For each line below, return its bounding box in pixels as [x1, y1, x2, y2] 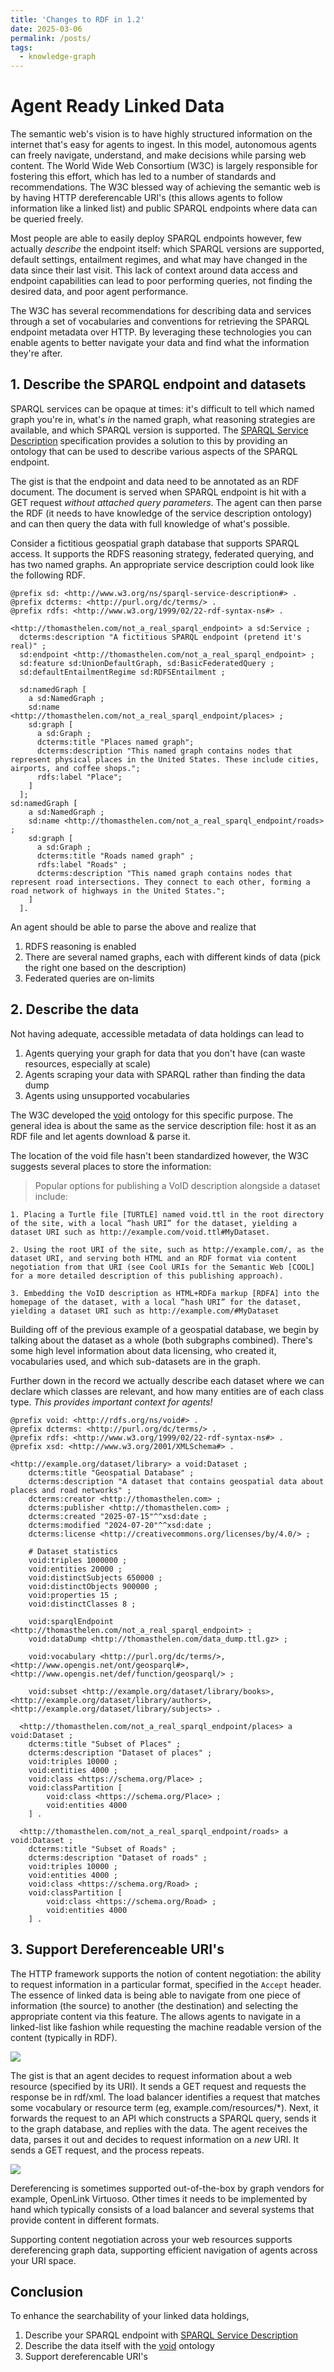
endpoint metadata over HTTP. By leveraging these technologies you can [10, 326, 312, 338]
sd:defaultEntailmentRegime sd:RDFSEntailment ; [19, 667, 226, 677]
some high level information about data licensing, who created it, [10, 1344, 277, 1356]
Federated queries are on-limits [24, 972, 155, 984]
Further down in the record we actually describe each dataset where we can [10, 1374, 325, 1386]
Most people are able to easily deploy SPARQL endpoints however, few [10, 232, 302, 245]
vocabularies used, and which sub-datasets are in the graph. [10, 1355, 261, 1367]
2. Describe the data [10, 1001, 140, 1018]
